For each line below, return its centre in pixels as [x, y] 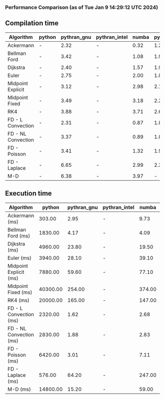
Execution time [28, 194]
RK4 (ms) [18, 300]
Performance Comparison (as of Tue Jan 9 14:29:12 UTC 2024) [82, 7]
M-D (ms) [19, 389]
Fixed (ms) [20, 292]
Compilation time [32, 23]
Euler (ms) [20, 258]
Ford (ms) [19, 236]
